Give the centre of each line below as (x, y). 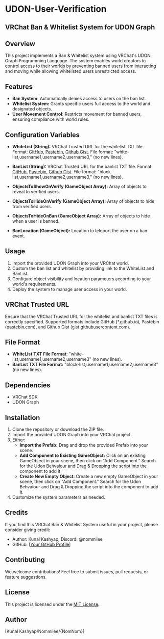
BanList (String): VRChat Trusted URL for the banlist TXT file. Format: (82, 167)
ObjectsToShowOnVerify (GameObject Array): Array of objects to (79, 186)
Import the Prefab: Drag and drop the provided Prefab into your (84, 445)
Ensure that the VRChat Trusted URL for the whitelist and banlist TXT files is (81, 316)
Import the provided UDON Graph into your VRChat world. (70, 263)
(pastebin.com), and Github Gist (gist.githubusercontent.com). (68, 327)
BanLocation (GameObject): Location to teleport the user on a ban (80, 231)
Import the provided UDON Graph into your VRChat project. (72, 435)
